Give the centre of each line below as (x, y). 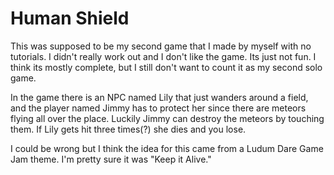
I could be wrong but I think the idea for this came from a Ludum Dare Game (167, 148)
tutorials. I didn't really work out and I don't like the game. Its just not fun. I (163, 56)
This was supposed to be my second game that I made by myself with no (161, 46)
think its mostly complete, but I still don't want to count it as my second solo (166, 67)
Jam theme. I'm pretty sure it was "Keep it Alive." (111, 159)
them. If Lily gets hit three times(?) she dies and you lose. (128, 129)
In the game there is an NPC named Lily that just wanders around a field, (159, 97)
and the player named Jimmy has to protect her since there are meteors (158, 108)
